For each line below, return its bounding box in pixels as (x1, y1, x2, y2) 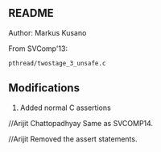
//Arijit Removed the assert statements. (8, 133, 138, 144)
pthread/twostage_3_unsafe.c (8, 59, 106, 67)
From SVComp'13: (8, 44, 68, 53)
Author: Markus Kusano (8, 27, 87, 37)
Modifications (8, 81, 80, 95)
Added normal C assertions (19, 103, 111, 112)
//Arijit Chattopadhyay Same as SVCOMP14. (8, 118, 154, 128)
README (8, 6, 54, 20)
